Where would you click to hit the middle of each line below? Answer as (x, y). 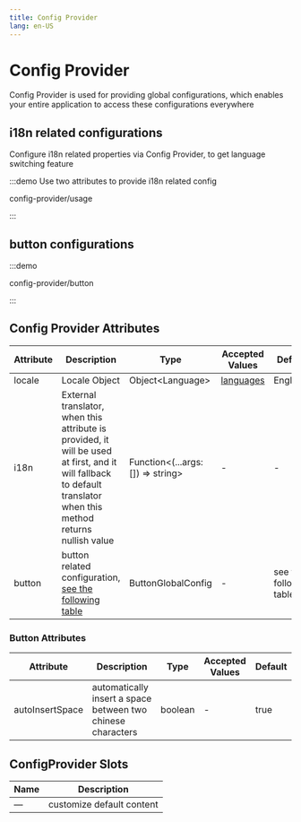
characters (115, 732)
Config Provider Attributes (85, 329)
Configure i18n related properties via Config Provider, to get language (138, 154)
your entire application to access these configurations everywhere (132, 105)
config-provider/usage (51, 199)
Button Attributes (48, 637)
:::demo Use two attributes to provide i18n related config (113, 181)
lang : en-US (31, 26)
